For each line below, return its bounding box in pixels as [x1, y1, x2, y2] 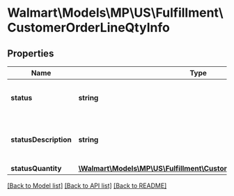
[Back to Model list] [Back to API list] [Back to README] [7, 181, 167, 190]
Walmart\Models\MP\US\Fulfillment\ [7, 5, 224, 21]
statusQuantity [10, 164, 62, 173]
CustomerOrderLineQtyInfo [7, 20, 171, 36]
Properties [7, 47, 54, 59]
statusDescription [10, 135, 72, 144]
